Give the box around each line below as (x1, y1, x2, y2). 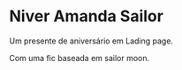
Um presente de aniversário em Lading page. (9, 35, 174, 46)
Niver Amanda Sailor (9, 6, 163, 27)
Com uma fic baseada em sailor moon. (9, 52, 150, 63)
